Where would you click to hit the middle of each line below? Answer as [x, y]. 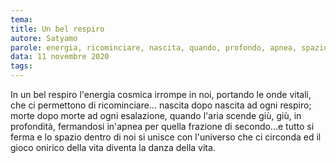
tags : [21, 66]
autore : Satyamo [44, 38]
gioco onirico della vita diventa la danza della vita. [113, 147]
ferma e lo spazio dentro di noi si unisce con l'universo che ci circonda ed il [166, 137]
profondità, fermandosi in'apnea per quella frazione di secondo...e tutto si [162, 126]
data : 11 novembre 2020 [60, 57]
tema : [21, 19]
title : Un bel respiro [57, 29]
